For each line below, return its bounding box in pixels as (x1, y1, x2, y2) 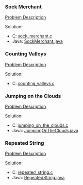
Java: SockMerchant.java (12, 38, 63, 44)
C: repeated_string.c (12, 169, 53, 175)
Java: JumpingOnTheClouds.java (12, 127, 79, 133)
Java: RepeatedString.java (12, 175, 65, 181)
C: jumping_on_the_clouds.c (12, 122, 68, 128)
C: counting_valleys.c (12, 80, 55, 86)
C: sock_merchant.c (12, 33, 52, 39)
